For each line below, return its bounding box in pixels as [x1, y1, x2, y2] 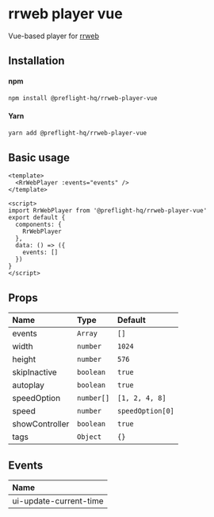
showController [12, 418, 70, 430]
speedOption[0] [117, 406, 174, 416]
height [12, 354, 36, 365]
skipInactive [12, 367, 57, 378]
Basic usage [8, 150, 70, 164]
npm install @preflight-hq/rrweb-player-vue [8, 94, 158, 102]
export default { [8, 214, 66, 222]
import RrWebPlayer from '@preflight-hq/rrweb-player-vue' [8, 207, 208, 215]
